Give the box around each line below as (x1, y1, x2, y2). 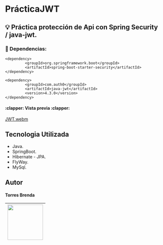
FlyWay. (12, 159, 28, 165)
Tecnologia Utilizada (5, 130, 69, 139)
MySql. (12, 164, 27, 170)
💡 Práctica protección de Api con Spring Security (5, 23, 158, 31)
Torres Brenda (5, 192, 35, 198)
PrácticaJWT (5, 3, 60, 15)
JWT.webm (5, 116, 28, 122)
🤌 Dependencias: (5, 45, 47, 52)
